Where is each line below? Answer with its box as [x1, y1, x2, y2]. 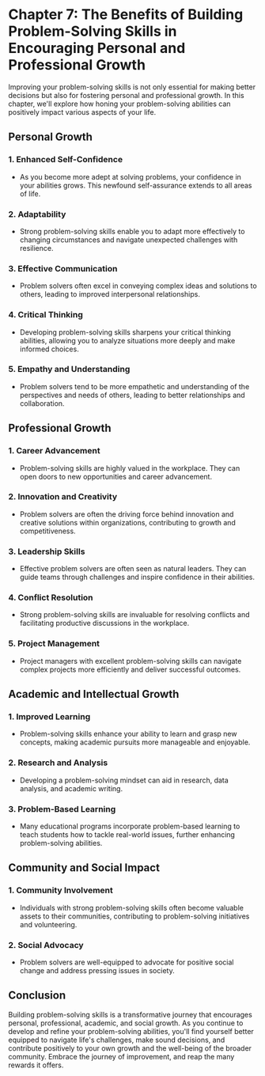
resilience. [19, 243, 54, 252]
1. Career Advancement [8, 445, 100, 457]
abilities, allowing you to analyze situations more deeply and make [19, 335, 236, 345]
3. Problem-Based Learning [8, 803, 116, 814]
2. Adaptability [8, 208, 66, 219]
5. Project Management [8, 638, 100, 650]
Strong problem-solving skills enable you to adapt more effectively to [19, 226, 245, 236]
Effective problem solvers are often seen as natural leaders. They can [19, 564, 247, 574]
